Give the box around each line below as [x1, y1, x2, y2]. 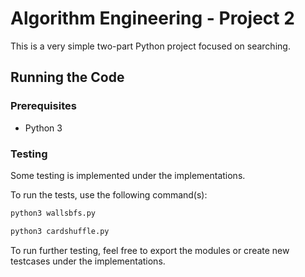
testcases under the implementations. [10, 255, 166, 267]
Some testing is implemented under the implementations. [10, 169, 246, 181]
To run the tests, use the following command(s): [10, 188, 208, 201]
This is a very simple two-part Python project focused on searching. [10, 40, 291, 52]
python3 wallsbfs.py [10, 208, 97, 218]
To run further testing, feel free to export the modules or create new [10, 244, 290, 256]
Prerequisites [10, 99, 77, 113]
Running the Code [10, 69, 125, 86]
